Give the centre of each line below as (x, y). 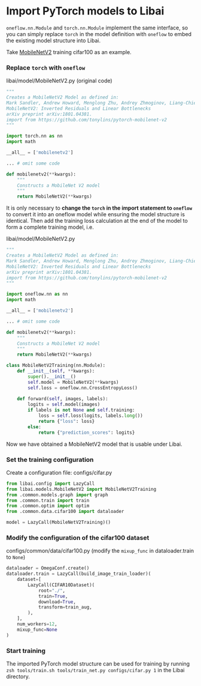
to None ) (16, 557)
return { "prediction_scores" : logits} (86, 433)
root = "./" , (52, 590)
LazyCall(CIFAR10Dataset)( (61, 585)
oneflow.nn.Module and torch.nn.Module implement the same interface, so (97, 28)
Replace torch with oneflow (46, 67)
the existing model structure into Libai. (53, 40)
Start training (26, 651)
